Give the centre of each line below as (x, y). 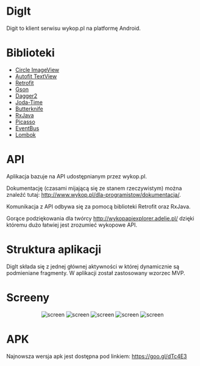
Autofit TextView (36, 76)
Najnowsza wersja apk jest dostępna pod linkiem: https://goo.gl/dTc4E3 (97, 356)
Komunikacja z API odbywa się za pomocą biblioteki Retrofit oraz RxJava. (98, 207)
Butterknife (29, 109)
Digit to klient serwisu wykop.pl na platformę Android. (74, 28)
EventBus (27, 128)
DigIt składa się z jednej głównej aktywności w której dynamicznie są (93, 266)
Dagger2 (26, 95)
